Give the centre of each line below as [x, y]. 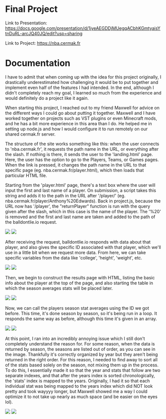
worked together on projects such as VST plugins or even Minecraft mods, [81, 118]
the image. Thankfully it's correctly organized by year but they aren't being [82, 354]
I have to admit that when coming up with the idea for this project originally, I [83, 77]
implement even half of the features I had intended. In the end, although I [80, 87]
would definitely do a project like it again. [47, 98]
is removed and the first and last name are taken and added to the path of [80, 217]
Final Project [31, 9]
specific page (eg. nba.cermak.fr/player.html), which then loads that [75, 170]
